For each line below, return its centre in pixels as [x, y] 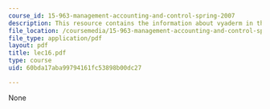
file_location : [34, 30]
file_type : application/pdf [55, 38]
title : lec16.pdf [37, 53]
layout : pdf [28, 46]
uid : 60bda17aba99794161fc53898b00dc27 [75, 68]
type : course [30, 61]
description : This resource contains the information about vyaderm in [131, 23]
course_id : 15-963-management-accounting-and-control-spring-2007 [122, 16]
